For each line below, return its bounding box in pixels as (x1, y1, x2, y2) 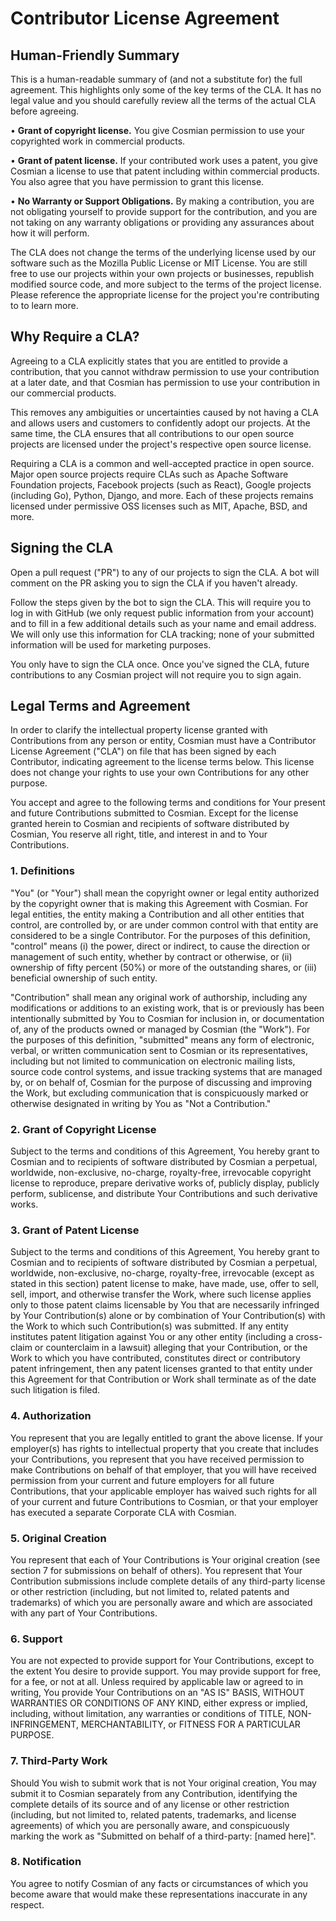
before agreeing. (10, 105, 80, 117)
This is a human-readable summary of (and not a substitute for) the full (10, 73, 303, 85)
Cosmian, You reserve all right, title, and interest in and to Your (10, 828, 268, 841)
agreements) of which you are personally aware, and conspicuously (10, 1819, 290, 1831)
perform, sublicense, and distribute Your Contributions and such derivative (10, 1188, 318, 1200)
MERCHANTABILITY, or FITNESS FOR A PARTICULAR (80, 1718, 301, 1731)
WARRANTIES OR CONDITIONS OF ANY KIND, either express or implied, (10, 1697, 308, 1709)
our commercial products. (10, 387, 117, 399)
